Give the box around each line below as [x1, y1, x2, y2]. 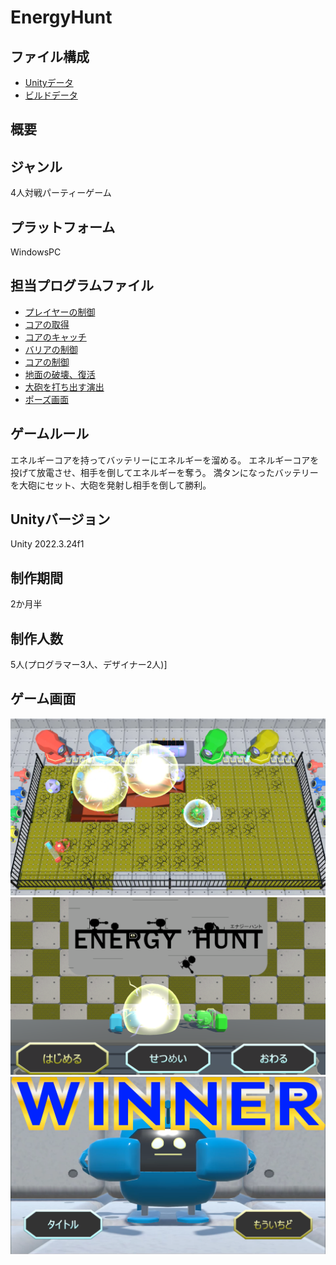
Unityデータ [24, 77, 74, 88]
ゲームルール [10, 426, 90, 443]
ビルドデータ [24, 89, 78, 101]
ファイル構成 [10, 48, 90, 65]
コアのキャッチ [24, 331, 87, 343]
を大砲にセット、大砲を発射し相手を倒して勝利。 [10, 479, 212, 491]
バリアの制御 [24, 343, 78, 355]
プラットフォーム [10, 219, 116, 236]
